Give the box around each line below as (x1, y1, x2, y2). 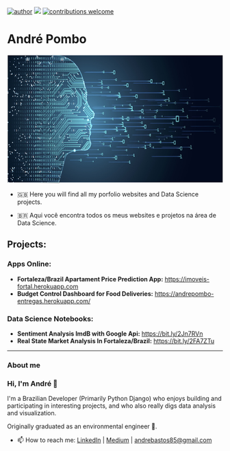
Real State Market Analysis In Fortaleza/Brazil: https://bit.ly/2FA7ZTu (16, 336, 214, 345)
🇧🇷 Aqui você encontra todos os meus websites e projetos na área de (16, 211, 217, 219)
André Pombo (7, 32, 87, 47)
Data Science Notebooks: (7, 314, 94, 323)
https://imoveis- (164, 275, 210, 283)
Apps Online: (7, 259, 51, 269)
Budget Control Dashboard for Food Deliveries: (16, 289, 153, 298)
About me (7, 360, 41, 370)
